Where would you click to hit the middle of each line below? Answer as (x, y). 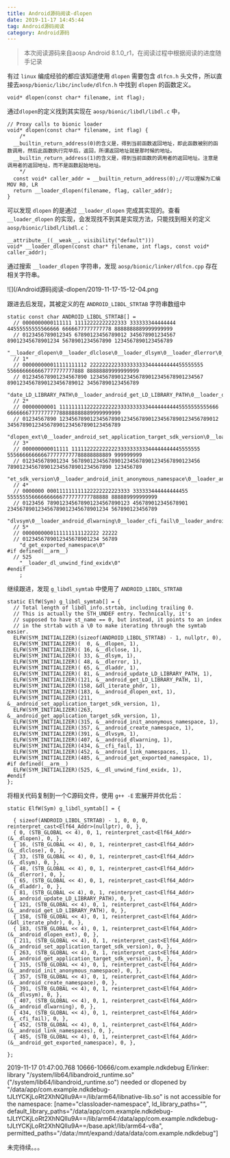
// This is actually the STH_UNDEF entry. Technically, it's (102, 614)
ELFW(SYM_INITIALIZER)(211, (53, 698)
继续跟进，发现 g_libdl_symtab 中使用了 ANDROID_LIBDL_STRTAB (95, 589)
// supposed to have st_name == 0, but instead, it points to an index (118, 620)
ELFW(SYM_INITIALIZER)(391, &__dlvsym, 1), (76, 734)
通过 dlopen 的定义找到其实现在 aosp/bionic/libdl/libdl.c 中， (95, 111)
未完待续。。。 (25, 1148)
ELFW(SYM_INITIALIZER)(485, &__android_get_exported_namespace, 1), (113, 758)
